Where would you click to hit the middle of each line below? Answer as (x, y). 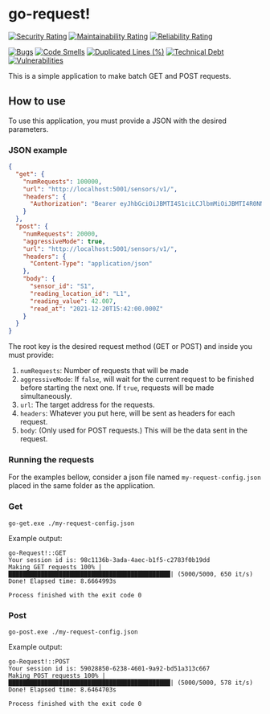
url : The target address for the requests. (87, 405)
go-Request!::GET (37, 553)
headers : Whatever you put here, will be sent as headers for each (127, 413)
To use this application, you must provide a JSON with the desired (118, 121)
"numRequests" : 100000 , (63, 182)
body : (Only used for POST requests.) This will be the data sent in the (133, 430)
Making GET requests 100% (51, 567)
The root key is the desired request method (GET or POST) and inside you (131, 347)
